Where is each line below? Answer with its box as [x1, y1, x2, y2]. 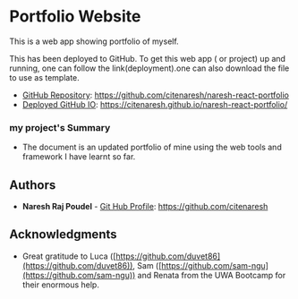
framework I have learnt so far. [21, 151, 136, 162]
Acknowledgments [9, 226, 118, 243]
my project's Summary [9, 121, 111, 133]
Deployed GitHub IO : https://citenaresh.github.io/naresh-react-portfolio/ [21, 98, 288, 109]
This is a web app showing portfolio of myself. [9, 36, 179, 47]
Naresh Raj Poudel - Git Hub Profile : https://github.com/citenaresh [21, 201, 268, 212]
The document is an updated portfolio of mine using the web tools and [21, 141, 282, 153]
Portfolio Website [9, 6, 141, 27]
